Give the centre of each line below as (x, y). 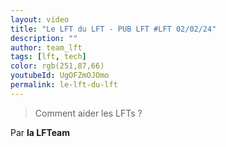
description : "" (44, 38)
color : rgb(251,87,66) (57, 66)
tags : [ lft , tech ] (48, 57)
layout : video (40, 19)
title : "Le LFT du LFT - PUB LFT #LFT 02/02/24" (113, 29)
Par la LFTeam (40, 132)
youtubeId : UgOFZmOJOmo (60, 76)
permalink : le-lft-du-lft (64, 85)
